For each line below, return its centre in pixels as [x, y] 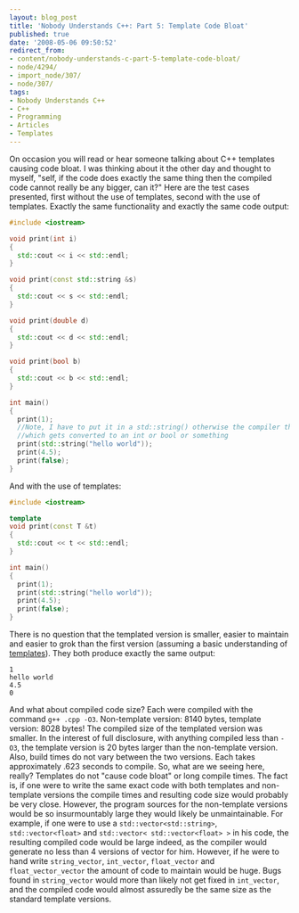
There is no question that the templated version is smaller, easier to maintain [149, 634]
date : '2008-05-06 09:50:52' [63, 42]
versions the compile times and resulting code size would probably [166, 795]
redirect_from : [37, 51]
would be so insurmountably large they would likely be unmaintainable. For [146, 814]
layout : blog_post [43, 17]
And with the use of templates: [65, 486]
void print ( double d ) [49, 321]
